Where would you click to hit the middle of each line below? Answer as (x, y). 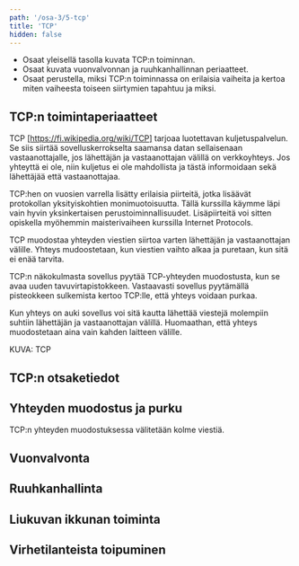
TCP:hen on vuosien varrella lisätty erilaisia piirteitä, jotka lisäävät (130, 194)
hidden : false (36, 34)
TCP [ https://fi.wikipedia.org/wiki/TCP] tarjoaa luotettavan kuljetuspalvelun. (149, 138)
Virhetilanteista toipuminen (88, 549)
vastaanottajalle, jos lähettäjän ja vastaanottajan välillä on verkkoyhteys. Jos (150, 157)
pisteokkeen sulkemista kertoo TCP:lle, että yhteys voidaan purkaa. (133, 296)
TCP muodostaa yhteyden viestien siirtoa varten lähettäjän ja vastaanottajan (150, 240)
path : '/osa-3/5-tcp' (50, 18)
